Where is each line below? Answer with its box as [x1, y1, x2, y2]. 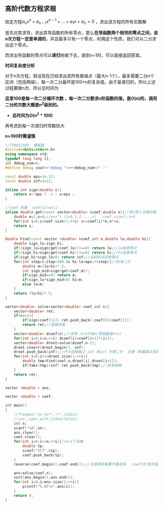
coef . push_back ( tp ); [22, 453, 64, 457]
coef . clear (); [14, 435, 42, 439]
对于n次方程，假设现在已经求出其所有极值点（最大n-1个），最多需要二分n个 [5, 73, 154, 79]
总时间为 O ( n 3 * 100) [12, 111, 53, 118]
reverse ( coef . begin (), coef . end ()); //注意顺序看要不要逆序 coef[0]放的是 [14, 462, 159, 467]
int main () [5, 403, 27, 408]
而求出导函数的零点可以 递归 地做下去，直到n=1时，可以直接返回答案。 [5, 53, 144, 58]
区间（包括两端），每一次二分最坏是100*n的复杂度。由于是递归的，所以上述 [5, 79, 156, 85]
